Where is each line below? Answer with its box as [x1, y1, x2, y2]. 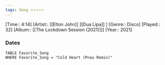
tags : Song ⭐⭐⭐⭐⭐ [5, 7, 44, 13]
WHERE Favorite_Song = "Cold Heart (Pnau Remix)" [5, 55, 113, 60]
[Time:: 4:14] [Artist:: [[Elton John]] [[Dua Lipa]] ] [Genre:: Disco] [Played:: [5, 21, 160, 27]
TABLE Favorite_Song [5, 50, 49, 55]
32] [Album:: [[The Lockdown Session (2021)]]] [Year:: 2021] [5, 26, 132, 33]
